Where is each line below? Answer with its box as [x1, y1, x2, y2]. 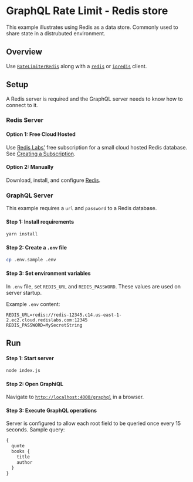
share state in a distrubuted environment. [6, 29, 106, 36]
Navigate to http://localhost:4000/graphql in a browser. [6, 393, 144, 401]
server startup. [6, 289, 42, 296]
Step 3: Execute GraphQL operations [6, 407, 97, 414]
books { [11, 448, 31, 454]
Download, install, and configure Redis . [6, 177, 101, 184]
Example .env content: [6, 300, 60, 307]
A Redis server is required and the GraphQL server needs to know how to [6, 95, 183, 102]
